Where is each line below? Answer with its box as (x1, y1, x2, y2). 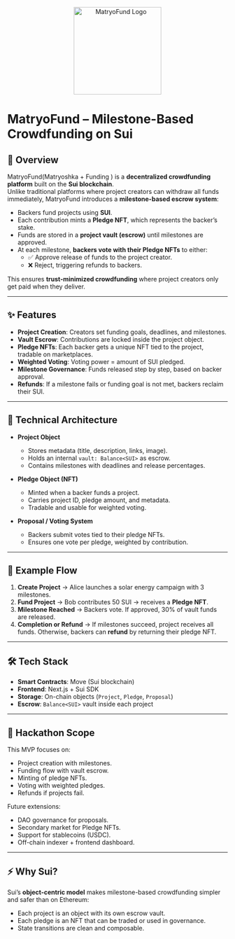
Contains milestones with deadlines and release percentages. (27, 461, 206, 469)
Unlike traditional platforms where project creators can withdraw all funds (7, 188, 219, 195)
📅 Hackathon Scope (7, 727, 95, 739)
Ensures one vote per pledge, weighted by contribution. (27, 538, 189, 546)
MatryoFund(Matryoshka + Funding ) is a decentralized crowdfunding (7, 172, 211, 181)
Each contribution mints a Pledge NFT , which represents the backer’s (17, 216, 218, 224)
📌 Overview (7, 154, 59, 166)
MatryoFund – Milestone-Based (7, 111, 194, 127)
